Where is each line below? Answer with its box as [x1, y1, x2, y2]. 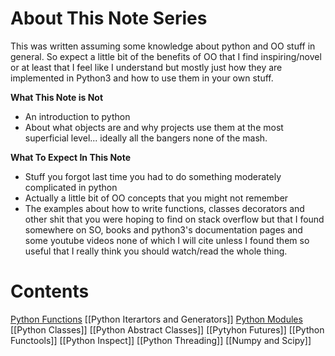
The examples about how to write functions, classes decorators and [24, 202, 305, 214]
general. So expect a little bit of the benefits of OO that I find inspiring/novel [10, 50, 322, 62]
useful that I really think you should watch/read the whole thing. [24, 245, 288, 257]
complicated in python [24, 181, 118, 193]
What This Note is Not [10, 91, 104, 103]
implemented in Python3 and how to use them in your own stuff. [10, 72, 274, 84]
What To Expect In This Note [10, 151, 131, 163]
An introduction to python [24, 110, 131, 122]
